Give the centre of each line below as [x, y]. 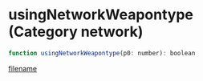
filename [23, 68]
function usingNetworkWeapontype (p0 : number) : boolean [102, 53]
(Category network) [76, 32]
